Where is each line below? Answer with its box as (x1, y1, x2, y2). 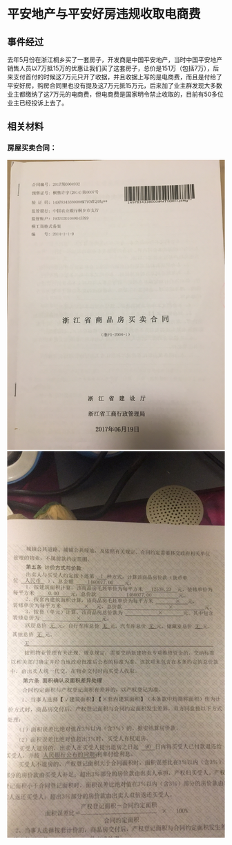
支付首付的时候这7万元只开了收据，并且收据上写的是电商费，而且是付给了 (12, 73, 222, 81)
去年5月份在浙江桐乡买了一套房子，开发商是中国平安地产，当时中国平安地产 (7, 56, 223, 64)
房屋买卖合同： (7, 143, 57, 153)
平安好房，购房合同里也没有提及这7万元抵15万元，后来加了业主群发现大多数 (7, 81, 222, 90)
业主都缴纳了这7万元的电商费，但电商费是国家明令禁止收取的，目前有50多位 (7, 90, 224, 98)
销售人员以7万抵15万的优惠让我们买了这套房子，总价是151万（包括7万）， (7, 64, 213, 72)
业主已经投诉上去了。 (7, 99, 68, 107)
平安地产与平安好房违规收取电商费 (7, 6, 202, 22)
